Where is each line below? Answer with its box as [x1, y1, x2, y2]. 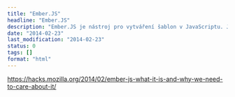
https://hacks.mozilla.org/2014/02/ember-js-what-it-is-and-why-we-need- [7, 75, 223, 83]
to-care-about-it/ [7, 82, 57, 91]
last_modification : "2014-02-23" [7, 36, 105, 43]
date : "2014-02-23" [7, 29, 64, 37]
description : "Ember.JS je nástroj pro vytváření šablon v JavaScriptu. [7, 23, 224, 30]
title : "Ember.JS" [7, 10, 61, 17]
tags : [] [7, 50, 33, 57]
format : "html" [7, 56, 52, 63]
